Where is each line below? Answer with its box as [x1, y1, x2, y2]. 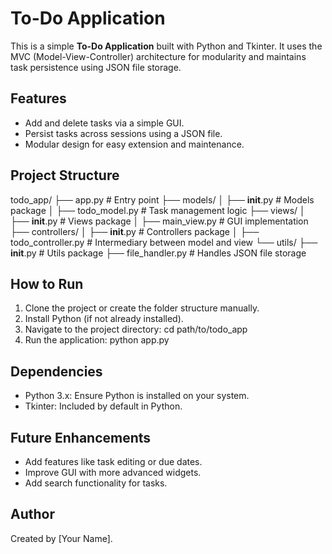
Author [10, 506, 55, 523]
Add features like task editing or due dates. [24, 456, 203, 467]
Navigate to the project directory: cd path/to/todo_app [24, 323, 248, 336]
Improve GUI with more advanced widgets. [24, 467, 202, 478]
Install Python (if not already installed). [24, 313, 184, 325]
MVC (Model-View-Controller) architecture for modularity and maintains [10, 50, 307, 62]
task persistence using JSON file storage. [10, 61, 182, 73]
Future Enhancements [10, 429, 152, 446]
